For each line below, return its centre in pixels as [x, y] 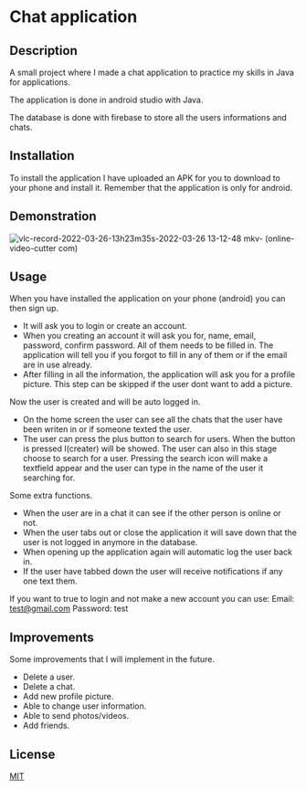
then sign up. [34, 309]
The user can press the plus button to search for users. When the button [159, 439]
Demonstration [53, 216]
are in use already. [58, 365]
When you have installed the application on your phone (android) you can [148, 299]
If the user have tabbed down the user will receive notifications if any [153, 572]
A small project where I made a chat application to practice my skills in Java [152, 72]
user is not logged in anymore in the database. [110, 542]
